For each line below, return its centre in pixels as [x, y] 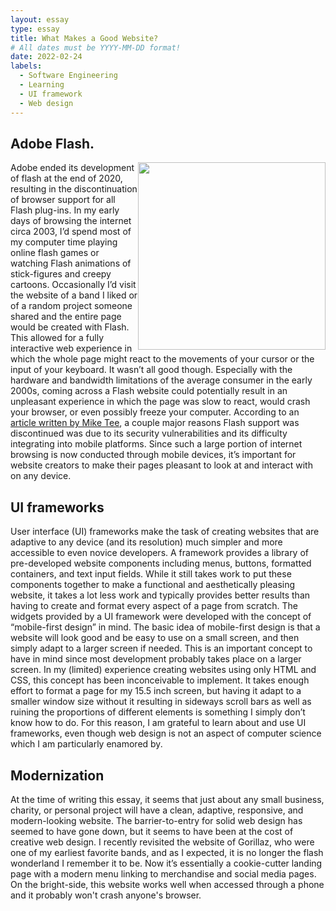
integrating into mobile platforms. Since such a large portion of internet [156, 444]
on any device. [41, 476]
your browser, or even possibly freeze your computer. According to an [155, 412]
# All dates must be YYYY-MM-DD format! [96, 47]
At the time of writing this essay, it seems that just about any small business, [167, 799]
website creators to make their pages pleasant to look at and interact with [161, 465]
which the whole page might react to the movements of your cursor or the [162, 359]
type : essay [35, 29]
